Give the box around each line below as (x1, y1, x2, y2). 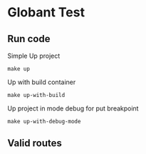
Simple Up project (7, 51, 61, 60)
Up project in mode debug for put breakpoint (7, 104, 139, 113)
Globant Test (7, 4, 85, 21)
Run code (7, 33, 51, 45)
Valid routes (7, 137, 62, 150)
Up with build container (7, 78, 76, 86)
